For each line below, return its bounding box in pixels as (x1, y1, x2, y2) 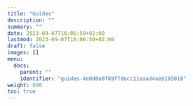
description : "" (7, 17, 55, 24)
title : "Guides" (7, 10, 55, 17)
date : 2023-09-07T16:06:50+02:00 (7, 29, 105, 37)
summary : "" (7, 23, 42, 30)
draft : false (7, 43, 46, 50)
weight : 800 (7, 82, 42, 89)
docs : (13, 62, 30, 69)
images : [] (7, 50, 39, 56)
